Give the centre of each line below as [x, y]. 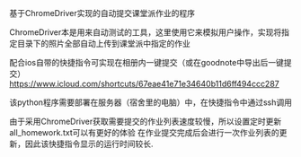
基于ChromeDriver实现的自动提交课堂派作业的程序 [102, 13]
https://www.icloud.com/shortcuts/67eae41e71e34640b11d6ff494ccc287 [145, 84]
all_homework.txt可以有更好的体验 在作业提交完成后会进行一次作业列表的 [145, 132]
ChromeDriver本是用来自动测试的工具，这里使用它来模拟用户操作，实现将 [146, 32]
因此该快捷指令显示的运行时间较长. [89, 144]
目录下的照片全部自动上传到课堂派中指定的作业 [103, 44]
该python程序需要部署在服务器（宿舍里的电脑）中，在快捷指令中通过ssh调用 [150, 102]
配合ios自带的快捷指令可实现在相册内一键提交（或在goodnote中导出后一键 [147, 62]
